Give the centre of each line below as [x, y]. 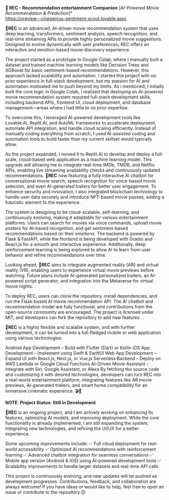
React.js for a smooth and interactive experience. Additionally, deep [76, 244]
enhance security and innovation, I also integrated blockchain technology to [84, 191]
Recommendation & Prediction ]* [39, 13]
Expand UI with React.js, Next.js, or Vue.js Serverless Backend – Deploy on [83, 358]
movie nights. [19, 286]
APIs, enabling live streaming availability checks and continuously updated [83, 170]
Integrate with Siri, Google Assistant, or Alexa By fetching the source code [82, 369]
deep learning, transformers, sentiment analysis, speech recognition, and [81, 34]
